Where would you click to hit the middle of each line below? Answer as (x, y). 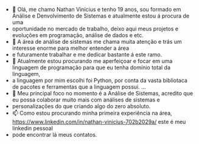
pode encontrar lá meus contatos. (54, 135)
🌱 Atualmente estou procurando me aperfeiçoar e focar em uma (92, 61)
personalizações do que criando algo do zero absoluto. (81, 106)
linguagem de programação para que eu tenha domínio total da (91, 67)
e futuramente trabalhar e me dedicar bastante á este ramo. (87, 54)
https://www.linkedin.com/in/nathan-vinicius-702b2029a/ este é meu (99, 122)
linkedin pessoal (32, 128)
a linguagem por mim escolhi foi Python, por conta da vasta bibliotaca (100, 80)
